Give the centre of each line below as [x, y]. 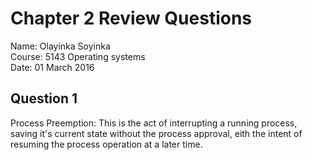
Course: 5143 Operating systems [78, 56]
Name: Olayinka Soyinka [60, 46]
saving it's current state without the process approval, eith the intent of [156, 133]
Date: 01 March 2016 [52, 67]
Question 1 [44, 98]
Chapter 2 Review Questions [131, 18]
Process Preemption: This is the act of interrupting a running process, [154, 123]
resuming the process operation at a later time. [106, 144]
